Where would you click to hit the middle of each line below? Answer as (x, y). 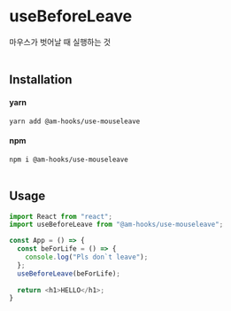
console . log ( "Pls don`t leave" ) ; (87, 257)
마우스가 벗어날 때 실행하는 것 (60, 42)
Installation (41, 80)
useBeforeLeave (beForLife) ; (69, 273)
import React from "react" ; (61, 216)
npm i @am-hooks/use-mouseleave (69, 159)
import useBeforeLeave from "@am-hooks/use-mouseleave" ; (116, 225)
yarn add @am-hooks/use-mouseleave (75, 121)
